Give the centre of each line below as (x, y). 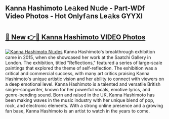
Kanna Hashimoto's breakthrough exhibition (109, 52)
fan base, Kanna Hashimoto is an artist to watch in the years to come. (78, 111)
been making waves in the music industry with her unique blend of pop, (80, 100)
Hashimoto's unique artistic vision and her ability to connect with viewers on (85, 79)
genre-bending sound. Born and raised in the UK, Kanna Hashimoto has (80, 95)
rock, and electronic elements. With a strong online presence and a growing (84, 106)
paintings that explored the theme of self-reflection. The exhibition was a (81, 68)
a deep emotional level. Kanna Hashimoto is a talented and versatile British (83, 84)
